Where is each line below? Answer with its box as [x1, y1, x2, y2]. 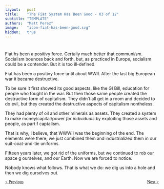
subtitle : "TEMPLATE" [5, 16, 49, 21]
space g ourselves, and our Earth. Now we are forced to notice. [5, 155, 133, 161]
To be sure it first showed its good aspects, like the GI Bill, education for [5, 85, 150, 91]
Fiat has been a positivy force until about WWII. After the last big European [5, 71, 155, 77]
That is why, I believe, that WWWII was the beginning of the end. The [5, 130, 144, 136]
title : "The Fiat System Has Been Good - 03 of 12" [5, 12, 119, 17]
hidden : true [5, 30, 36, 35]
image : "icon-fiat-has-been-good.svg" [5, 25, 91, 30]
